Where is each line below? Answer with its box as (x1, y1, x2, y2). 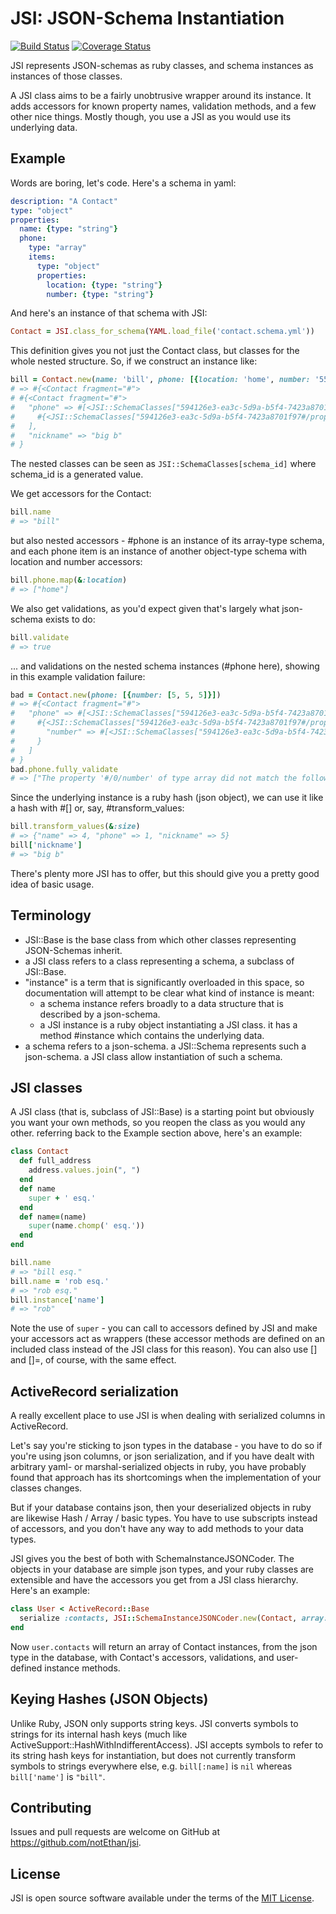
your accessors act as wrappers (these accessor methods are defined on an (10, 1333, 325, 1345)
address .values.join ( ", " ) (28, 1165, 141, 1176)
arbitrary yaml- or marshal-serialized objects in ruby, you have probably (10, 1461, 307, 1473)
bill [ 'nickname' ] (10, 840, 83, 850)
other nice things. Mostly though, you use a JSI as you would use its (10, 110, 292, 122)
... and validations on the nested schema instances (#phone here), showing (10, 660, 320, 672)
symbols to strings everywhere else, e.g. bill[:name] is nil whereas (10, 1760, 293, 1772)
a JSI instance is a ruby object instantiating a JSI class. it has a (39, 1018, 298, 1031)
